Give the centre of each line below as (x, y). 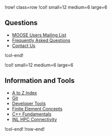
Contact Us (23, 45)
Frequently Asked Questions (41, 40)
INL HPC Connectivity (34, 119)
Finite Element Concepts (37, 108)
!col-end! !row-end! (25, 129)
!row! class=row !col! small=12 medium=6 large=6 (56, 7)
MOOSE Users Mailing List (39, 35)
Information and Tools (40, 81)
